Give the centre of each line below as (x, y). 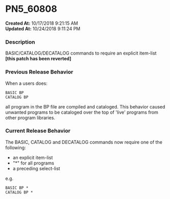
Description (20, 42)
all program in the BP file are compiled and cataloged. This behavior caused (85, 106)
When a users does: (26, 83)
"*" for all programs (34, 163)
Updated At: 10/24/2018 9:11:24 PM (43, 28)
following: (16, 148)
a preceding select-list (36, 168)
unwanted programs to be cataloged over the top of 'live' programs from (82, 112)
